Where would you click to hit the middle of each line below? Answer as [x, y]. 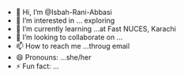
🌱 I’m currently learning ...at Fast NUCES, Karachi [96, 29]
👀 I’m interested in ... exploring [65, 20]
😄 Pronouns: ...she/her [53, 57]
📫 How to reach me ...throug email [73, 46]
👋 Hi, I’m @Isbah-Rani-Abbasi [64, 12]
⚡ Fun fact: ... [37, 66]
